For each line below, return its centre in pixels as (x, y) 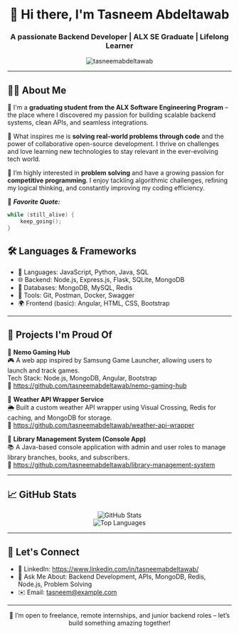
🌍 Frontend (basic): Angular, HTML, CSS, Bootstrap (94, 303)
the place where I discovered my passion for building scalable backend (112, 115)
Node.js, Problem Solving (55, 584)
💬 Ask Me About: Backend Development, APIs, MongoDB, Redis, (112, 577)
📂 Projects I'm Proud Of (60, 335)
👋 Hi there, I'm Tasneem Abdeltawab (119, 15)
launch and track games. (44, 370)
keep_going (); (41, 222)
